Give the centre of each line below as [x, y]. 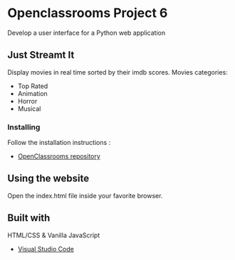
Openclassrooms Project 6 [88, 13]
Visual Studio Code [46, 249]
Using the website [48, 179]
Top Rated [33, 86]
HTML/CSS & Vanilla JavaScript [54, 235]
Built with [29, 218]
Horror [27, 101]
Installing [24, 127]
